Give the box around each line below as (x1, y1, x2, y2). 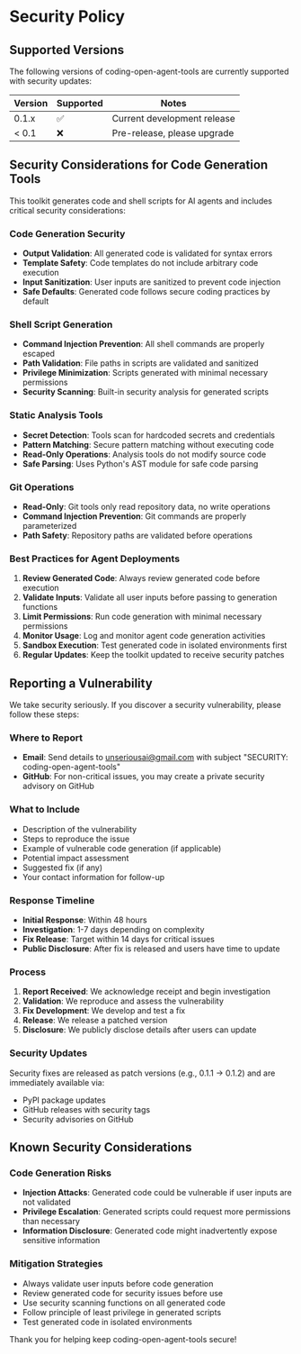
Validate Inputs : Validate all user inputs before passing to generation (22, 592, 278, 603)
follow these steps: (9, 709, 79, 720)
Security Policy (9, 6, 126, 27)
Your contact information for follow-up (22, 871, 165, 882)
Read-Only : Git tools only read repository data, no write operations (22, 502, 271, 512)
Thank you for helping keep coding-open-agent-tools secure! (9, 1333, 237, 1344)
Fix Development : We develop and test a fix (22, 1005, 186, 1016)
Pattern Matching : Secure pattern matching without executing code (22, 439, 274, 450)
